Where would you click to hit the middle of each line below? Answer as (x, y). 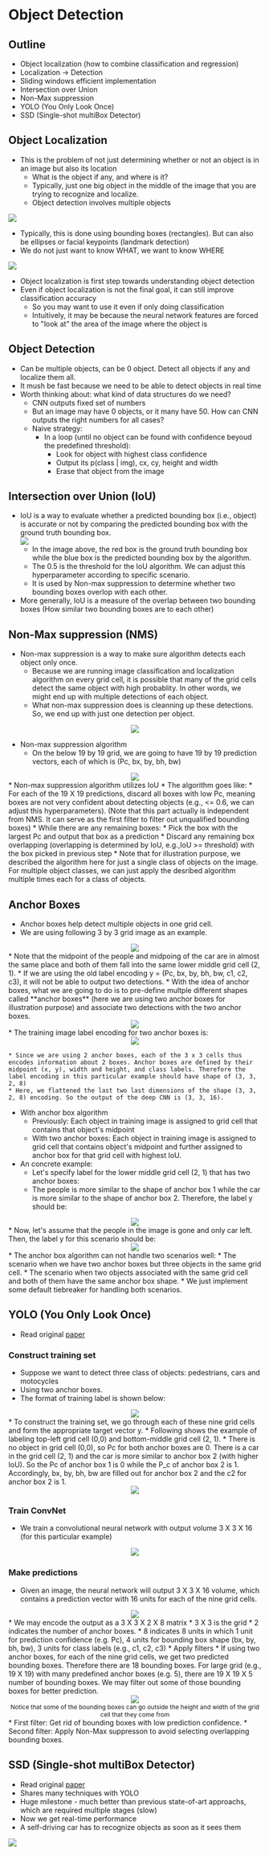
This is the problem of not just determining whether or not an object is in (139, 159)
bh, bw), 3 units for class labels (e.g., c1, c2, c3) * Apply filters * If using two (134, 1648)
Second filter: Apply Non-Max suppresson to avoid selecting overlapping (129, 1731)
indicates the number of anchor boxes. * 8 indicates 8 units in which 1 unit (130, 1630)
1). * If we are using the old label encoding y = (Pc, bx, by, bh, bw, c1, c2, (128, 973)
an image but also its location (68, 168)
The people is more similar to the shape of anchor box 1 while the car (146, 1189)
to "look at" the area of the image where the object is (120, 324)
